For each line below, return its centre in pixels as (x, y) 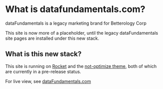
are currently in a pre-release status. (43, 71)
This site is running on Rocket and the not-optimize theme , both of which (81, 66)
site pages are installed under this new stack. (52, 38)
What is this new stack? (43, 54)
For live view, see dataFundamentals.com (48, 81)
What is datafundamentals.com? (75, 9)
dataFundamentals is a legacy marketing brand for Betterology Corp (76, 23)
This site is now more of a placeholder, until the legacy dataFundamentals (82, 33)
